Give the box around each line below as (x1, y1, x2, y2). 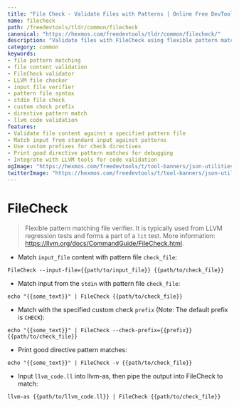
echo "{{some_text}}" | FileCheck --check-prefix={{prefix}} (7, 326, 193, 334)
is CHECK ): (17, 313, 45, 321)
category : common (7, 43, 59, 51)
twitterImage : (7, 169, 50, 177)
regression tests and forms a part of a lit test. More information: (24, 231, 216, 239)
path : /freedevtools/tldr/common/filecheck (7, 24, 139, 31)
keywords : (7, 51, 37, 58)
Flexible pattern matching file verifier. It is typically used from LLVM (24, 224, 223, 232)
